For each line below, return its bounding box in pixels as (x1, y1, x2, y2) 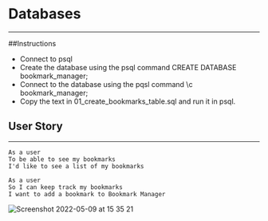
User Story (8, 120, 63, 133)
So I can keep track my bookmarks (8, 183, 124, 191)
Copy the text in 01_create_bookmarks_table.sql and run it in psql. (19, 97, 236, 106)
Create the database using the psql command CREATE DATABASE (19, 62, 237, 72)
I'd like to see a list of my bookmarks (8, 162, 145, 170)
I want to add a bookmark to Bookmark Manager (8, 190, 166, 198)
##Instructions (8, 38, 57, 48)
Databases (8, 5, 81, 23)
